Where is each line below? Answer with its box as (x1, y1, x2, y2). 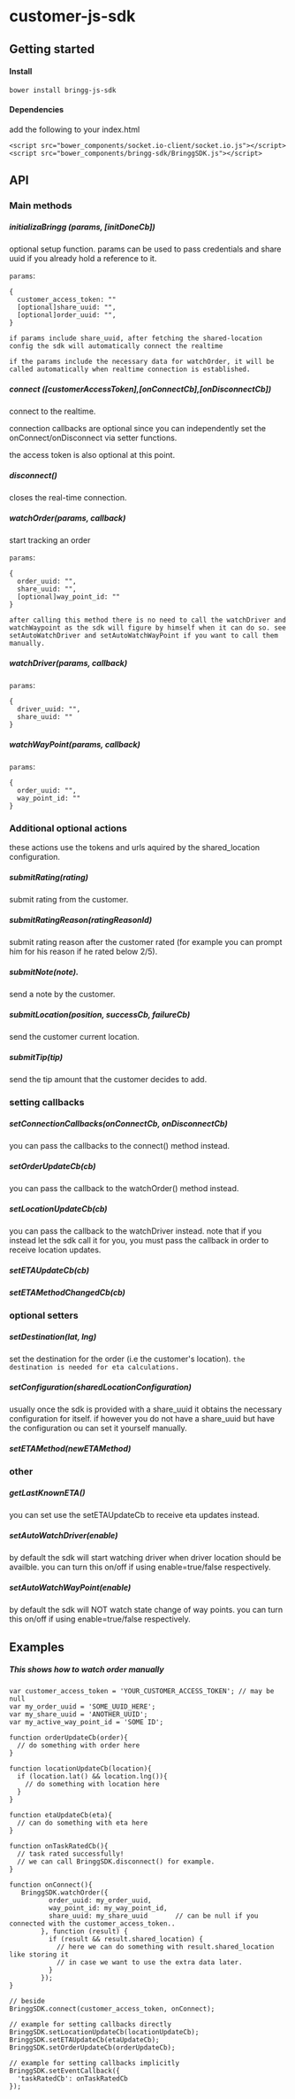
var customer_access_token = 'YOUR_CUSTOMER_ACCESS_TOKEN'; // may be (9, 1686, 275, 1695)
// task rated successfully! (17, 1849, 125, 1858)
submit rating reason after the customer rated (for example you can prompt (9, 937, 283, 948)
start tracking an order (9, 535, 91, 546)
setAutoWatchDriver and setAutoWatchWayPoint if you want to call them (9, 631, 278, 640)
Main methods (9, 199, 72, 212)
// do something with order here (17, 1740, 140, 1750)
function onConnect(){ (9, 1880, 93, 1889)
